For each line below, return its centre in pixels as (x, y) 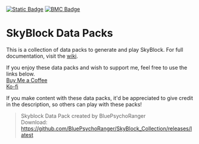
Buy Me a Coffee (27, 80)
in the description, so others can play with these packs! (74, 104)
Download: (34, 122)
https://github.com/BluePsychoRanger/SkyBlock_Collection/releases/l (106, 129)
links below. (21, 74)
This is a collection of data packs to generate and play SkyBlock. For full (95, 49)
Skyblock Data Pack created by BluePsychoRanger (83, 115)
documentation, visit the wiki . (42, 56)
